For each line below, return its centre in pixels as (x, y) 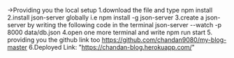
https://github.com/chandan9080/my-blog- (164, 40)
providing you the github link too (54, 40)
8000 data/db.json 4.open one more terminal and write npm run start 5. (110, 32)
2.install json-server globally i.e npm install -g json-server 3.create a (106, 17)
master (17, 47)
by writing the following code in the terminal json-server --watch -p (125, 25)
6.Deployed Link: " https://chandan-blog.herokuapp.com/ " (112, 47)
